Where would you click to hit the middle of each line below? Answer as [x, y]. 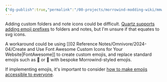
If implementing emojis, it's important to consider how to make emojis [76, 69]
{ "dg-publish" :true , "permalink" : [40, 10]
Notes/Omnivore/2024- [123, 44]
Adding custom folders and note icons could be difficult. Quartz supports [80, 24]
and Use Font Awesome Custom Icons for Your [75, 49]
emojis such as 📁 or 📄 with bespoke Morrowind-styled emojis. [69, 59]
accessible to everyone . [30, 74]
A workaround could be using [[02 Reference [51, 44]
